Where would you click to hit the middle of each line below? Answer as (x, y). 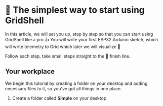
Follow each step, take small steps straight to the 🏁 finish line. (68, 56)
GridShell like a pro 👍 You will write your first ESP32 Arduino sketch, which (81, 39)
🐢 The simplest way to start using (75, 10)
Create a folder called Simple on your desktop (59, 98)
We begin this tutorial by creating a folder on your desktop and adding (76, 83)
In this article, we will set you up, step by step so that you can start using (79, 34)
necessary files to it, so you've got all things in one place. (63, 88)
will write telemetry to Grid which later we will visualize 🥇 (63, 47)
